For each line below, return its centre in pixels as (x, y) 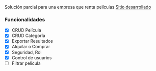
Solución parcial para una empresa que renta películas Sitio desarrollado (78, 7)
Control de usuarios (32, 57)
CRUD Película (26, 30)
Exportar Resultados (32, 41)
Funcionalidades (25, 19)
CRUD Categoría (28, 35)
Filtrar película (26, 63)
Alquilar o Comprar (31, 47)
